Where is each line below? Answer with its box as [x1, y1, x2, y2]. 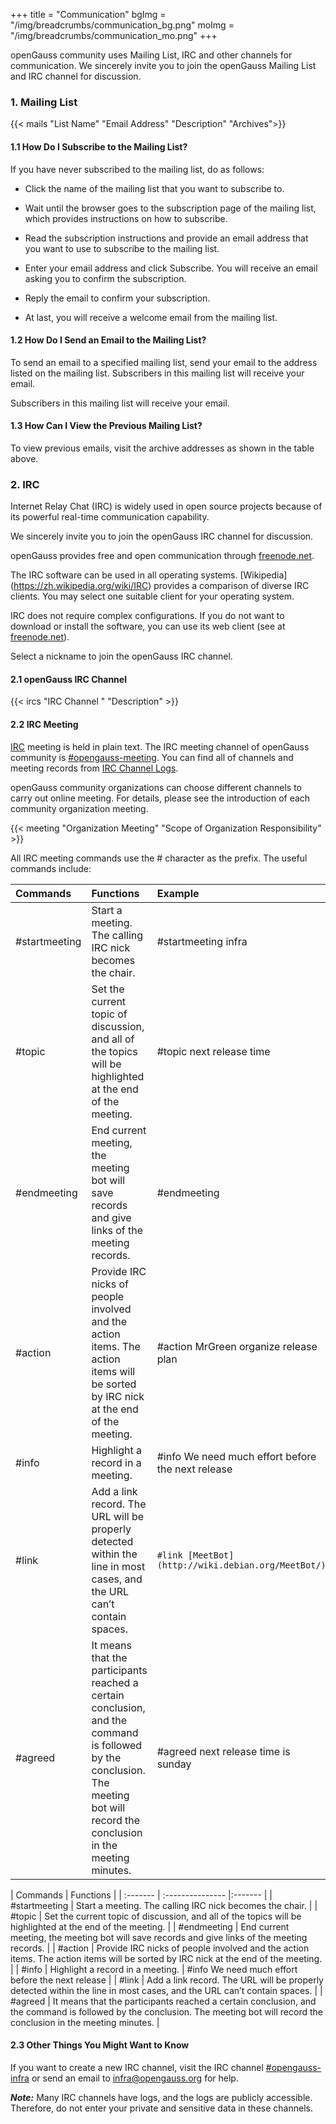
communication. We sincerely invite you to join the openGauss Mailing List [10, 60, 317, 71]
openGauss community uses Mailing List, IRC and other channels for [10, 49, 293, 61]
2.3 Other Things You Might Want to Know [10, 2039, 190, 2051]
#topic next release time [156, 1044, 271, 1058]
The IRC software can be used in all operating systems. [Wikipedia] [10, 569, 288, 581]
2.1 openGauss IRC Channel [10, 673, 127, 685]
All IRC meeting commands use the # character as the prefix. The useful [10, 852, 308, 864]
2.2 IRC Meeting [10, 719, 79, 730]
